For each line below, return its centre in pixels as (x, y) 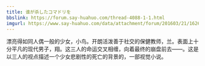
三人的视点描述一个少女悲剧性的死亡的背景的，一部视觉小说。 (89, 57)
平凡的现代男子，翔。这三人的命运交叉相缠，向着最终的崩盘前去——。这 (102, 49)
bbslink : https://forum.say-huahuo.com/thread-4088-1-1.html (86, 18)
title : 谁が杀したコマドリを (39, 12)
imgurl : (16, 23)
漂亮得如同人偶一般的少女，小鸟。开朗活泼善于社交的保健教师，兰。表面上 (100, 42)
